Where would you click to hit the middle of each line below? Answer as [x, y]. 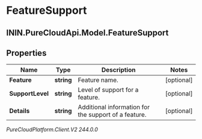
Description [118, 70]
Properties [26, 53]
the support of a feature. [112, 115]
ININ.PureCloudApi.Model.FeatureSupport [87, 33]
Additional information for [114, 107]
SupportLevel [29, 94]
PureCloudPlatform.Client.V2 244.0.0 [52, 129]
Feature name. [98, 80]
